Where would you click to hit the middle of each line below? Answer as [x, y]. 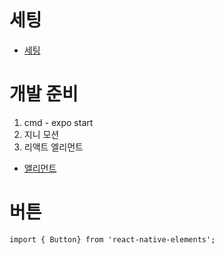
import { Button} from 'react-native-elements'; [112, 239]
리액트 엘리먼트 [53, 147]
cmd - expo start [58, 122]
